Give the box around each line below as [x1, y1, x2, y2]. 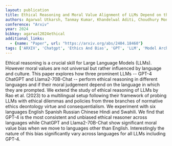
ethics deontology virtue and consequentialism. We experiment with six [5, 103, 156, 109]
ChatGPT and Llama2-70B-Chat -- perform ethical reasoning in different [5, 76, 158, 82]
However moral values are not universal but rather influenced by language [5, 65, 162, 71]
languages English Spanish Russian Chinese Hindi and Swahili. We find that [5, 109, 164, 115]
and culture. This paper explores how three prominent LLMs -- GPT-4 [5, 70, 152, 77]
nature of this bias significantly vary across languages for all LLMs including [5, 130, 166, 136]
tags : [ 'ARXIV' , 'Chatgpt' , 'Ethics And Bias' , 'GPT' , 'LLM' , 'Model [5, 46, 157, 51]
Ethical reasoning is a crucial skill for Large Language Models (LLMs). [5, 59, 152, 66]
